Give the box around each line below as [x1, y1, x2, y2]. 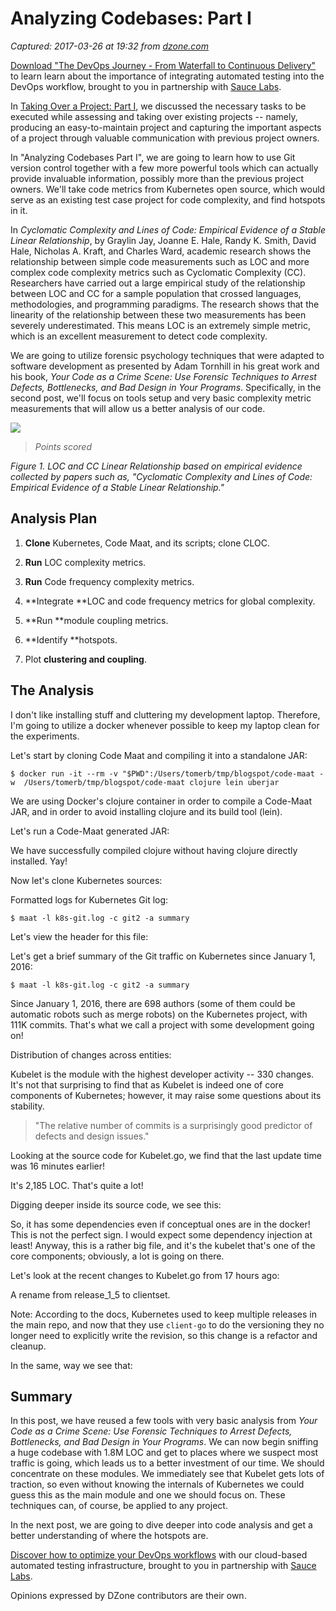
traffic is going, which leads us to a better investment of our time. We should [10, 1457, 325, 1469]
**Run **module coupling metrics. [24, 614, 169, 626]
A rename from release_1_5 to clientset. [10, 1288, 171, 1301]
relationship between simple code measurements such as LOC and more [10, 255, 310, 267]
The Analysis [10, 682, 95, 699]
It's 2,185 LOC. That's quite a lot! [10, 1179, 144, 1191]
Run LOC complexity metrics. [24, 556, 147, 568]
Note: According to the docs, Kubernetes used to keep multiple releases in [10, 1308, 318, 1320]
